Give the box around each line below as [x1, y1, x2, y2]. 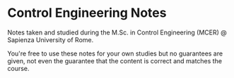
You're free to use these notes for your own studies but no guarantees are [7, 49, 223, 58]
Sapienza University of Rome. [7, 35, 94, 44]
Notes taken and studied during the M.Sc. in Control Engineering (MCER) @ [7, 28, 228, 37]
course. [7, 64, 30, 72]
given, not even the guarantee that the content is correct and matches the [7, 56, 223, 65]
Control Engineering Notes [7, 5, 167, 21]
